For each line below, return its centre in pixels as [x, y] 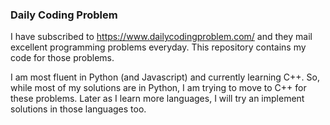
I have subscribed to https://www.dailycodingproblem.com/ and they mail [161, 37]
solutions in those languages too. [78, 109]
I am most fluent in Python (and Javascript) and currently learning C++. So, [165, 77]
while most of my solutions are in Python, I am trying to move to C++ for [158, 88]
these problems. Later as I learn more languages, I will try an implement [157, 99]
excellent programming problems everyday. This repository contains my [158, 47]
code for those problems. [62, 58]
